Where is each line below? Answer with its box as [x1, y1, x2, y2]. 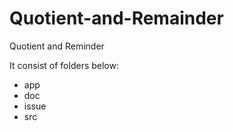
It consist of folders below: [9, 59, 119, 71]
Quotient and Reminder [9, 40, 105, 52]
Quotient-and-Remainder [9, 7, 224, 30]
